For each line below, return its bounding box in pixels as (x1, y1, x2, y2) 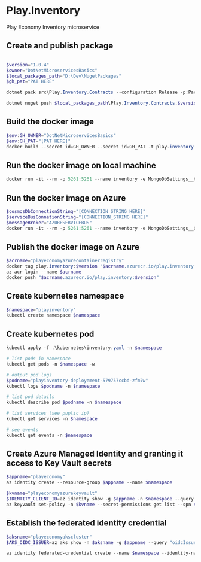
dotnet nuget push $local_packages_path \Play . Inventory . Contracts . (6, 100, 178, 107)
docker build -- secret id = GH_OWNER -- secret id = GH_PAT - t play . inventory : (6, 144, 197, 150)
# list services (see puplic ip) (6, 411, 90, 417)
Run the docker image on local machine (6, 160, 157, 171)
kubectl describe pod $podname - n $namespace (6, 399, 121, 406)
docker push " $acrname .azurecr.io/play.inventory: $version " (6, 274, 160, 280)
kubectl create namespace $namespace (6, 312, 100, 318)
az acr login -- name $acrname (6, 269, 82, 275)
